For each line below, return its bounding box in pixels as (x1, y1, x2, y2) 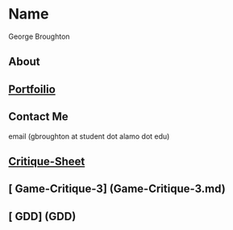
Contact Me (8, 110, 69, 123)
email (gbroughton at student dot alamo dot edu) (8, 131, 170, 141)
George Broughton (8, 31, 70, 41)
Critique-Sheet (8, 154, 85, 168)
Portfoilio (8, 82, 56, 96)
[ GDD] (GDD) (8, 209, 77, 223)
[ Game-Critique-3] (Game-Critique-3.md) (8, 182, 226, 196)
